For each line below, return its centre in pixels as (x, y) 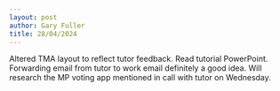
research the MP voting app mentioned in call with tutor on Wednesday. (140, 78)
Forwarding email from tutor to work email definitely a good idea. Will (136, 68)
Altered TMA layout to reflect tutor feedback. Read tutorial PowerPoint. (139, 59)
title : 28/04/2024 (43, 34)
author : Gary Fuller (48, 26)
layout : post (33, 17)
